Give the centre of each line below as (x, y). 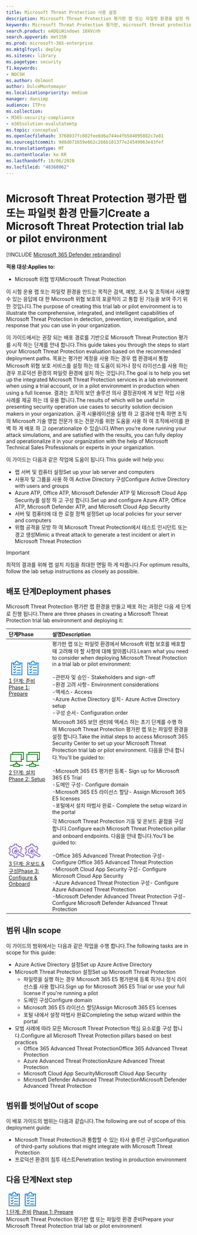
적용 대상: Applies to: (30, 267)
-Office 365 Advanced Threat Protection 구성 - (108, 856)
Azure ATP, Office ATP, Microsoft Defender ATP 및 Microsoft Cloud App (101, 493)
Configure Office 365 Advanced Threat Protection (113, 862)
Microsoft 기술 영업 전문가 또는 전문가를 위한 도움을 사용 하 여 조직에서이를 (98, 421)
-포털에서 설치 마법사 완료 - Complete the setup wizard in (120, 806)
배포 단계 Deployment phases (59, 591)
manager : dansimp (27, 99)
